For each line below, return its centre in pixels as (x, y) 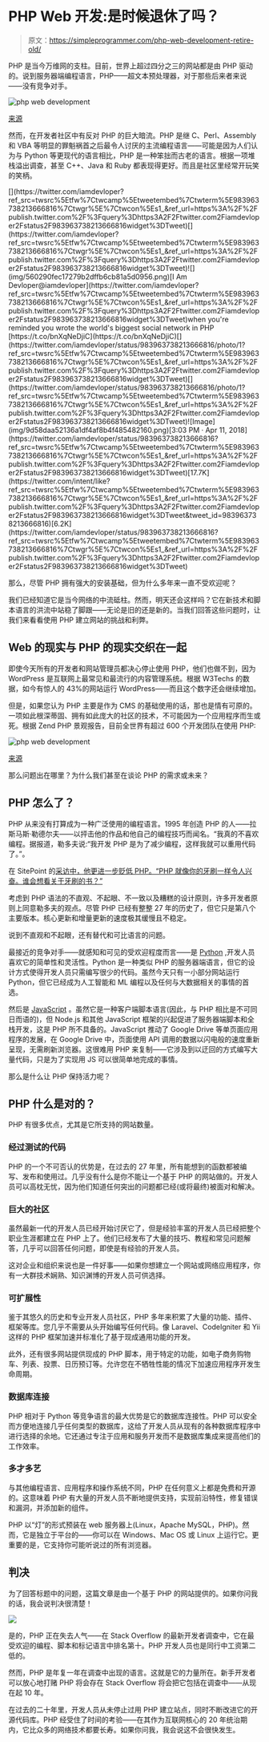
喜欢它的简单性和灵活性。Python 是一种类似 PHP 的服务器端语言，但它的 (128, 962)
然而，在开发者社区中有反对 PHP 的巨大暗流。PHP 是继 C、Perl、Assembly (132, 135)
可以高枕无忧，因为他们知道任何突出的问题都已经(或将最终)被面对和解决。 (137, 1186)
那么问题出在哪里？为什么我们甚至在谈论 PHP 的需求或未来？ (109, 775)
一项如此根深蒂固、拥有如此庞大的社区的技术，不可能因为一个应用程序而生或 (134, 715)
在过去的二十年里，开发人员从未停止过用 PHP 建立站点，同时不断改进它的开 (133, 1709)
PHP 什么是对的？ (52, 1103)
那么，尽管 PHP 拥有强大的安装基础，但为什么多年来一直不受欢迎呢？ (123, 583)
